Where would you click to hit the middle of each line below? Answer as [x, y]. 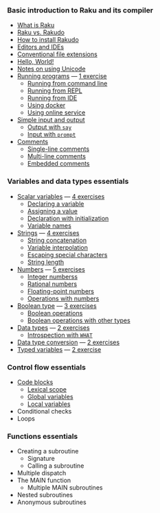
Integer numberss [52, 276]
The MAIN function [44, 480]
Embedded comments [59, 164]
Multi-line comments [56, 156]
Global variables [50, 396]
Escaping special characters [67, 254]
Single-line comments [58, 149]
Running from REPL [55, 91]
